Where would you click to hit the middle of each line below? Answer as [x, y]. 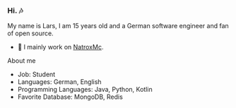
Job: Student [36, 74]
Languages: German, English [59, 82]
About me [22, 61]
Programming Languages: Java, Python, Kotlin [85, 90]
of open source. [31, 33]
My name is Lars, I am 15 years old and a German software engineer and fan [118, 26]
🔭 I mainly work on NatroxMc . [60, 47]
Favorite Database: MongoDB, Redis [70, 97]
